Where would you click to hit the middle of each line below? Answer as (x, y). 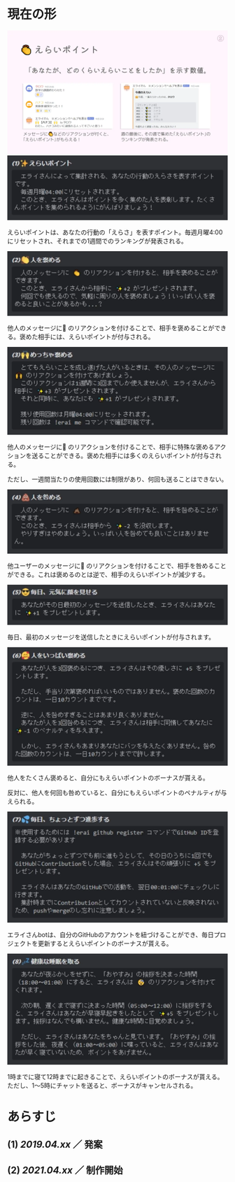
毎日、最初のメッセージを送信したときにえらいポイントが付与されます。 (111, 636)
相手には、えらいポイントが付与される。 (96, 336)
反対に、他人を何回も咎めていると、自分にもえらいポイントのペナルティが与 (117, 793)
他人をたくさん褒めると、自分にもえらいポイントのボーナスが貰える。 (108, 778)
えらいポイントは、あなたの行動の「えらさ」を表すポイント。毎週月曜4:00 (115, 232)
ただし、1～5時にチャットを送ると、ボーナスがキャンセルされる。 (102, 1085)
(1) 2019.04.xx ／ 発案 (55, 1144)
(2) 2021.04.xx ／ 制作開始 (65, 1170)
